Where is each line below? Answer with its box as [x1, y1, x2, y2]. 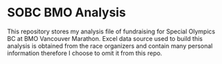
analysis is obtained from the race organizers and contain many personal [7, 42, 213, 50]
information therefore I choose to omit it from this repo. [7, 49, 162, 57]
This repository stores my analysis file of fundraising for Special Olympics [7, 27, 216, 35]
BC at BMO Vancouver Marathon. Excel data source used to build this [7, 34, 203, 42]
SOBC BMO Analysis [7, 5, 126, 20]
